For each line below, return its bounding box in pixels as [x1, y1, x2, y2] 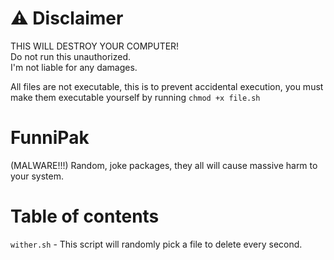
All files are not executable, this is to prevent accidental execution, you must [10, 80, 324, 92]
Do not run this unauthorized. [10, 50, 131, 62]
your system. [10, 170, 65, 182]
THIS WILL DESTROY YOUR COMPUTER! [10, 40, 180, 52]
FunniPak [10, 127, 90, 149]
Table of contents [10, 205, 160, 228]
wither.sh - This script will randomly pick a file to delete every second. [10, 238, 303, 250]
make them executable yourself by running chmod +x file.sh [10, 91, 261, 103]
